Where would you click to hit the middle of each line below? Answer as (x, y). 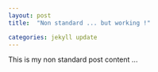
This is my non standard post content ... (73, 59)
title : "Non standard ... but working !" (79, 23)
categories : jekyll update (53, 37)
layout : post (30, 15)
